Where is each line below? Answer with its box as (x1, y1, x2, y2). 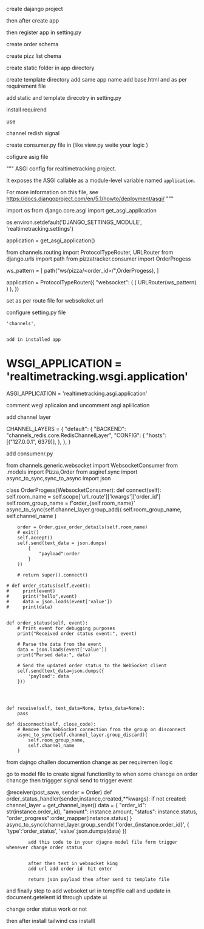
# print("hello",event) (6, 593, 78, 599)
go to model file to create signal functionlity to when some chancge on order (6, 770, 198, 777)
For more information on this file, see (6, 189, 99, 195)
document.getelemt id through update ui (6, 893, 107, 900)
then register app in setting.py (6, 29, 82, 36)
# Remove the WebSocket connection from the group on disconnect (17, 726, 186, 732)
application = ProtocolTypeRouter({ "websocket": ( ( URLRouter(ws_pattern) (6, 279, 197, 286)
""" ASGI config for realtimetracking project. (6, 165, 117, 172)
